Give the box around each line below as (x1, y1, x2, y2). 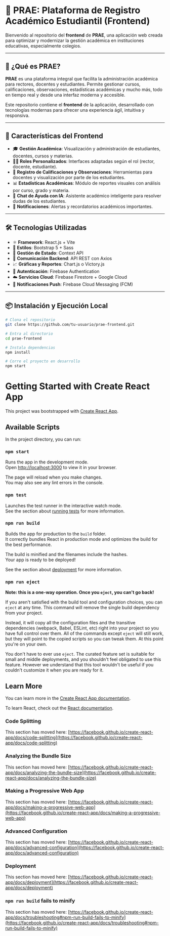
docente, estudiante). (12, 163, 57, 169)
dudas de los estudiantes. (12, 198, 67, 204)
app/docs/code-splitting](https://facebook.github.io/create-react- (5, 735, 143, 741)
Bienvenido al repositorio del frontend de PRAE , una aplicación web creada (5, 32, 163, 38)
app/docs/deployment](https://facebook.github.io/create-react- (5, 879, 138, 885)
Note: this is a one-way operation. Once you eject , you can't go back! (5, 589, 154, 595)
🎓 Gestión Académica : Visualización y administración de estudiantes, (12, 145, 161, 151)
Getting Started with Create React (5, 380, 150, 392)
